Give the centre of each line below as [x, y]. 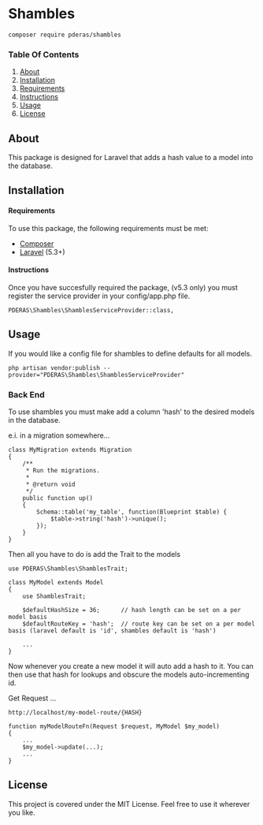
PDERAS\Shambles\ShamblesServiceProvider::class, [91, 310]
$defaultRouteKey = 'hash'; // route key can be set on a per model [139, 624]
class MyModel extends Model [56, 582]
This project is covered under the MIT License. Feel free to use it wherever [129, 804]
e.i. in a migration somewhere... [59, 435]
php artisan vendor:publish [54, 368]
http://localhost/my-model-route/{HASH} [76, 712]
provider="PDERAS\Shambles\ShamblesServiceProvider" [96, 375]
